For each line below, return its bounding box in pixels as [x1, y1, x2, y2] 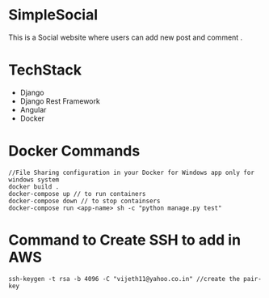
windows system [8, 176, 60, 184]
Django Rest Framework [19, 96, 101, 106]
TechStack [8, 61, 82, 79]
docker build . [8, 182, 60, 191]
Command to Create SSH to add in [8, 231, 241, 249]
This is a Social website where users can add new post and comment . [8, 32, 243, 42]
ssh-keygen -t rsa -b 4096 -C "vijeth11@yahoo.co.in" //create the [8, 275, 241, 283]
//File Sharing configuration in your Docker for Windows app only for [8, 168, 254, 177]
